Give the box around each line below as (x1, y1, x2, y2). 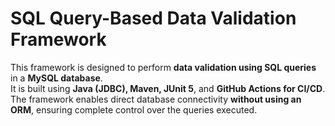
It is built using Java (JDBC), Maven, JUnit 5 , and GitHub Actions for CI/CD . (10, 82, 326, 94)
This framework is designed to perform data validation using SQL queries (10, 61, 317, 73)
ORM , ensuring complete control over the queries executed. (10, 103, 258, 116)
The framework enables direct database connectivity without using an (10, 93, 302, 105)
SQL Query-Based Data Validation (10, 7, 297, 30)
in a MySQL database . (10, 72, 103, 84)
